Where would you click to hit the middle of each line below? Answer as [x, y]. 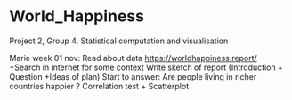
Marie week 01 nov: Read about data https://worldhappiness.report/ [134, 58]
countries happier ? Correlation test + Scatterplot [99, 86]
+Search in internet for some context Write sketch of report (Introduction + [146, 67]
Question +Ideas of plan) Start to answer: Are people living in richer [133, 76]
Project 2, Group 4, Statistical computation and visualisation [119, 41]
